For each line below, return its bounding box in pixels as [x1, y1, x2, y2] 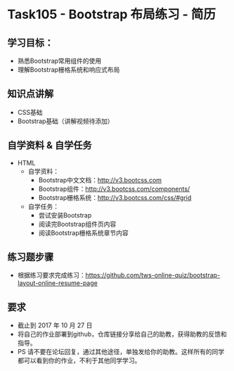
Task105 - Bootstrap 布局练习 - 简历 [7, 6, 216, 23]
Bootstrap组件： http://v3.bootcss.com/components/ [38, 184, 190, 193]
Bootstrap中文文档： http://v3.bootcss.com [38, 175, 162, 184]
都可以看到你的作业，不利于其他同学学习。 [17, 356, 141, 365]
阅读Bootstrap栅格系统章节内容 [38, 228, 129, 237]
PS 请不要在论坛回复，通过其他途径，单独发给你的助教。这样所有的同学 [17, 348, 225, 356]
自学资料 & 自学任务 [7, 139, 93, 151]
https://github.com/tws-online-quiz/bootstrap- [85, 271, 221, 279]
